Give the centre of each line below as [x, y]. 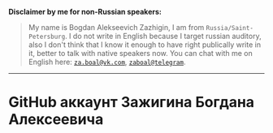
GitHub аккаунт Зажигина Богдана [131, 103]
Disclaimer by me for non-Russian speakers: [85, 12]
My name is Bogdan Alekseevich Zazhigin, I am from [116, 27]
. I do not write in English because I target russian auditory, [163, 36]
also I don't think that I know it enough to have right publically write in [145, 45]
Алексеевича [56, 120]
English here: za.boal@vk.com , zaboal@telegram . [107, 62]
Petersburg [47, 36]
